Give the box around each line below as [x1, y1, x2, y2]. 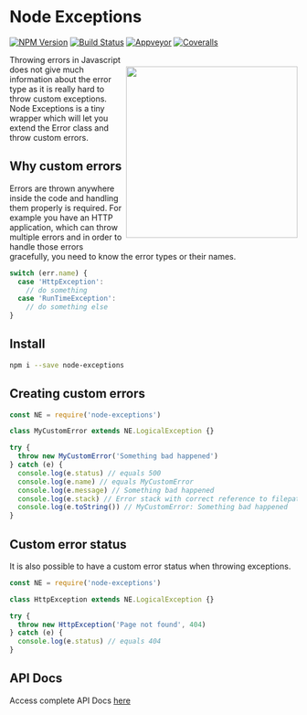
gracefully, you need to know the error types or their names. [9, 251, 237, 261]
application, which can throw [9, 221, 119, 232]
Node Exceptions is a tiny [9, 102, 105, 113]
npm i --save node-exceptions [9, 360, 125, 369]
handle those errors [9, 240, 84, 252]
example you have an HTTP [9, 212, 114, 223]
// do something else [26, 303, 108, 312]
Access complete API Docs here [9, 695, 131, 706]
